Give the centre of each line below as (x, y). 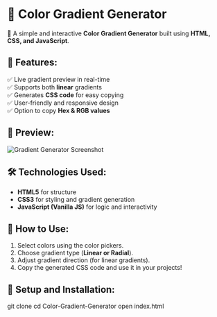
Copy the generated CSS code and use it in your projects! (99, 268)
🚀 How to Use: (38, 229)
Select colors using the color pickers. (70, 246)
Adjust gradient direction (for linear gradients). (84, 260)
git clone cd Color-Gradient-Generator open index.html (86, 306)
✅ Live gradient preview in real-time (59, 79)
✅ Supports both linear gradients (55, 87)
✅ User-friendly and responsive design (63, 103)
